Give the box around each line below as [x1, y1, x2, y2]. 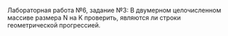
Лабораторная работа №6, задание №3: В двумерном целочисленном [7, 6, 222, 14]
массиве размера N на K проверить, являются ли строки [7, 13, 181, 22]
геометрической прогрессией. [7, 21, 101, 29]
